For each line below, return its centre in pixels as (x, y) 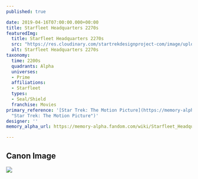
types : (19, 94)
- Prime (21, 77)
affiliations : (29, 83)
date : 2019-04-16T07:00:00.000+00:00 (52, 22)
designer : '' (22, 121)
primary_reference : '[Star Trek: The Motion (62, 110)
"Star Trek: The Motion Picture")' (55, 116)
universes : (25, 71)
